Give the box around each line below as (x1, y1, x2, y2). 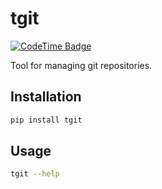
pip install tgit (10, 115, 83, 125)
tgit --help (10, 169, 60, 179)
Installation (10, 88, 82, 106)
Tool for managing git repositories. (10, 59, 153, 71)
